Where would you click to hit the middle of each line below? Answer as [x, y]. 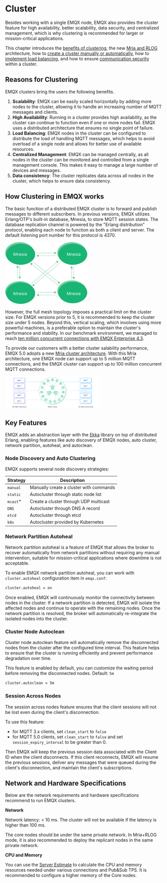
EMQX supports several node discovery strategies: [57, 469]
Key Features [26, 423]
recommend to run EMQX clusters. [41, 801]
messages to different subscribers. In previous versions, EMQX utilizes [78, 214]
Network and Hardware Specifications [66, 783]
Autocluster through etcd [55, 515]
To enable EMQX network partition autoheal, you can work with [70, 573]
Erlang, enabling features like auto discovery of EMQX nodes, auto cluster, [81, 440]
